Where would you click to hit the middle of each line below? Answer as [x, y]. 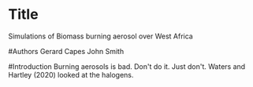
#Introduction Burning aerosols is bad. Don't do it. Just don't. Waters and [127, 66]
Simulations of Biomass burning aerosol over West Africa [100, 36]
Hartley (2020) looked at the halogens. [71, 74]
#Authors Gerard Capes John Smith [66, 51]
